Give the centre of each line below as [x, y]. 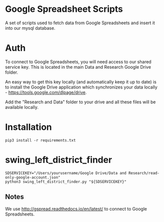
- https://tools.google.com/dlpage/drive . [46, 92]
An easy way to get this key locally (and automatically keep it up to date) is [81, 82]
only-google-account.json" [33, 177]
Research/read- [144, 173]
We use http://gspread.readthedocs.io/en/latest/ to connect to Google [76, 209]
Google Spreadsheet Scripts [64, 9]
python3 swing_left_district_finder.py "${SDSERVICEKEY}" [66, 181]
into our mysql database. [30, 28]
